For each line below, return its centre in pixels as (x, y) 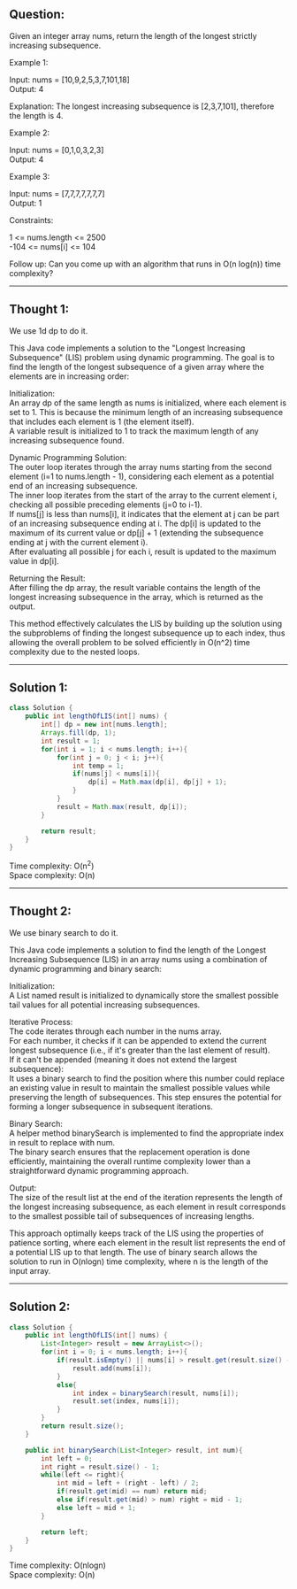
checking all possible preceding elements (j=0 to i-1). (106, 505)
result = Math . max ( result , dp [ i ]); (122, 806)
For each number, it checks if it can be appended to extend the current (138, 1040)
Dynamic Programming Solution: (68, 457)
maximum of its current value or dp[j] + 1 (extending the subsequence (136, 532)
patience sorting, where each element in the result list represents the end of (147, 1242)
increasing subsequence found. (67, 440)
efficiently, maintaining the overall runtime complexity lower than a (130, 1161)
